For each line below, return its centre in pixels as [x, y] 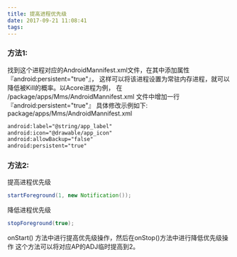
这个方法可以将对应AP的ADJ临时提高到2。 [77, 247]
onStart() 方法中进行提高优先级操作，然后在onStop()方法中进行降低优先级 [115, 238]
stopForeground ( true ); [41, 224]
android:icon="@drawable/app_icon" [60, 133]
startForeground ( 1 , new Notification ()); [70, 195]
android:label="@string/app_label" [60, 126]
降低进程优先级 [29, 210]
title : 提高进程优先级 [37, 14]
